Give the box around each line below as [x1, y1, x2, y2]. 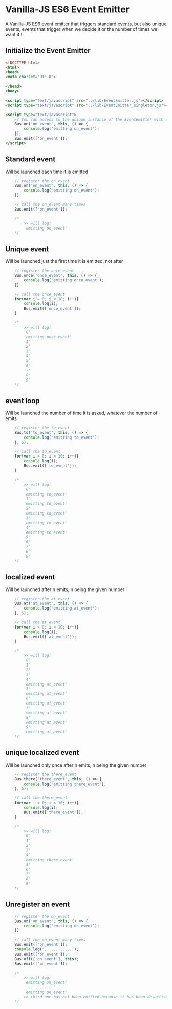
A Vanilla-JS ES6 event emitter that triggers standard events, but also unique [5, 21, 167, 27]
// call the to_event [14, 449, 60, 454]
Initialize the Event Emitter [5, 46, 91, 55]
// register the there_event [14, 772, 77, 777]
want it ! [5, 31, 23, 37]
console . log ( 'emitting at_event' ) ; [24, 606, 100, 611]
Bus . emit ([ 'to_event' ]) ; [24, 463, 77, 468]
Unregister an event [5, 900, 70, 909]
